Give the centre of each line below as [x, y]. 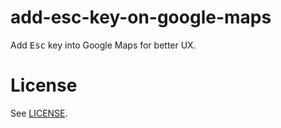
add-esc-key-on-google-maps [141, 17]
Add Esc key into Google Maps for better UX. [103, 45]
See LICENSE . [39, 113]
